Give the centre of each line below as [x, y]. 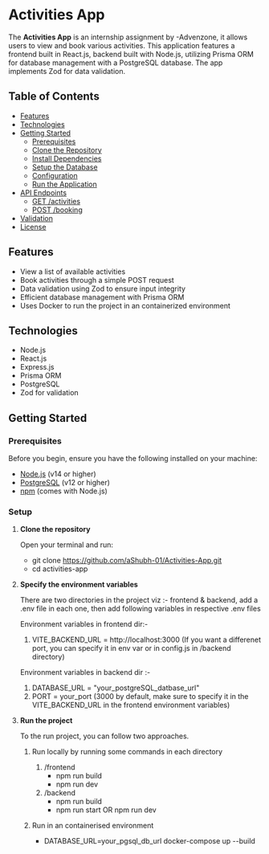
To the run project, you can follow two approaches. [104, 736]
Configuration [55, 175]
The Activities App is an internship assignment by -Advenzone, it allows [128, 37]
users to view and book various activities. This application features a [122, 45]
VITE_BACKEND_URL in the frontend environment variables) [131, 705]
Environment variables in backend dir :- [85, 672]
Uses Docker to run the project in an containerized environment [125, 305]
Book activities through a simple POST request [97, 280]
